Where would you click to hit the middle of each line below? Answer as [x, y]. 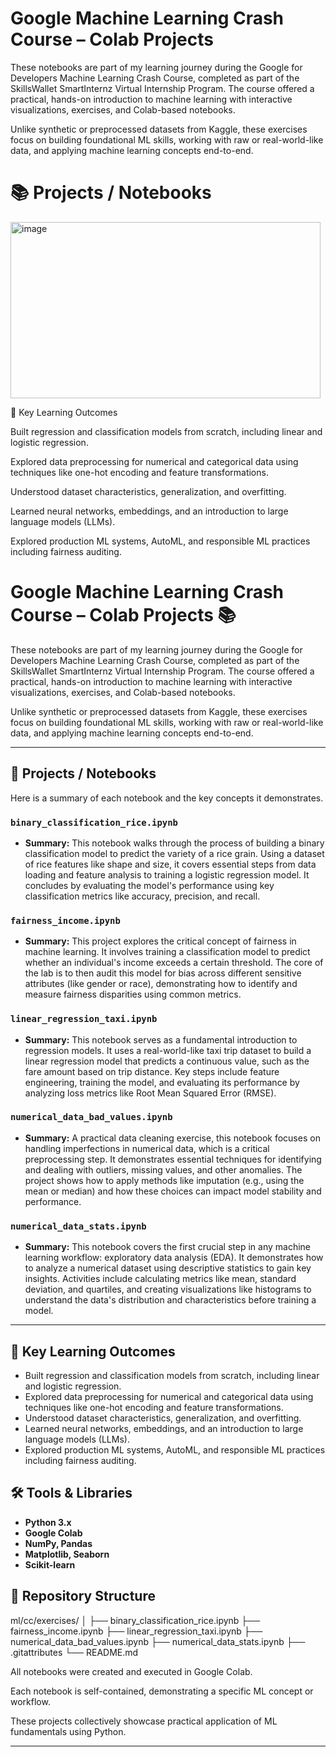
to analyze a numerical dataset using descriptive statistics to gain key [168, 1268]
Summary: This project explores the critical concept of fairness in [160, 941]
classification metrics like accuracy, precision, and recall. [142, 896]
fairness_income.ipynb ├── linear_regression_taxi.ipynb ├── [136, 1631]
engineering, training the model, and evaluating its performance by [162, 1082]
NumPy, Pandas [58, 1543]
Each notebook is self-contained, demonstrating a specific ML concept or [162, 1691]
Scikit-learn [50, 1564]
